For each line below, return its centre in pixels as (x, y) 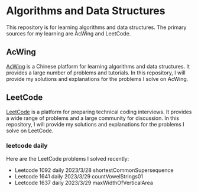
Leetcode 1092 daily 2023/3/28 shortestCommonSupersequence (94, 170)
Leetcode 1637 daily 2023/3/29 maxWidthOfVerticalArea (84, 183)
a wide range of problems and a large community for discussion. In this (92, 118)
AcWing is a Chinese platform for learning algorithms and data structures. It (98, 66)
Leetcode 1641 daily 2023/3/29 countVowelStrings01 (79, 176)
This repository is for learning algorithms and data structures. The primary (96, 27)
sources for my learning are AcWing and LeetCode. (69, 33)
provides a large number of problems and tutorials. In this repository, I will (96, 73)
